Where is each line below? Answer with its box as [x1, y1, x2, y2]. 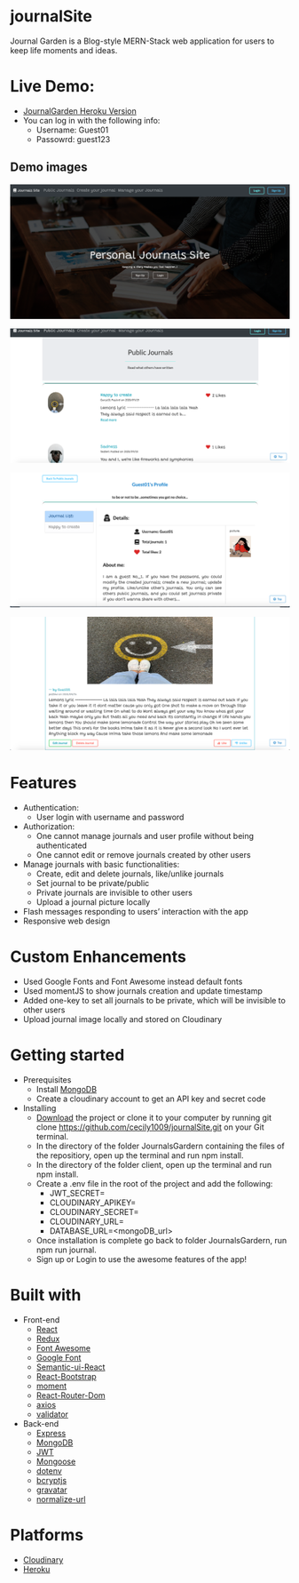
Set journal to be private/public [35, 878, 150, 889]
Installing [22, 1103, 57, 1114]
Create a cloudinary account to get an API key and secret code [35, 1093, 266, 1104]
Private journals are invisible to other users [35, 887, 193, 899]
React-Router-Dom [35, 1390, 106, 1401]
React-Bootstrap [35, 1371, 97, 1382]
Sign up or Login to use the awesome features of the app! [35, 1254, 248, 1265]
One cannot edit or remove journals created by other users [35, 850, 251, 860]
